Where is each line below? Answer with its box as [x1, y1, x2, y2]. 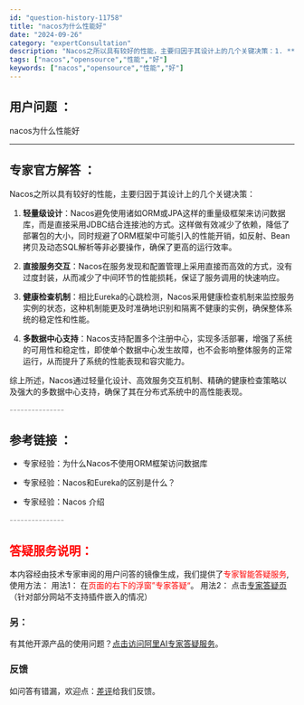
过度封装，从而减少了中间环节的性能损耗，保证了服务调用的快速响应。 [22, 272, 285, 283]
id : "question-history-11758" [9, 13, 124, 23]
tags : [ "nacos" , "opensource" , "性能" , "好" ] [9, 55, 168, 64]
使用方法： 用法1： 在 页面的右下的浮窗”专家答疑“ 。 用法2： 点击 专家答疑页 [9, 580, 288, 591]
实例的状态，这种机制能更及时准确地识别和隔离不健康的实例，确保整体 [22, 302, 285, 313]
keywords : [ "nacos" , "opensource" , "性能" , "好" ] [9, 64, 184, 73]
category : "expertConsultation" [9, 38, 131, 48]
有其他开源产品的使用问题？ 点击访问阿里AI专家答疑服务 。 [9, 638, 223, 649]
